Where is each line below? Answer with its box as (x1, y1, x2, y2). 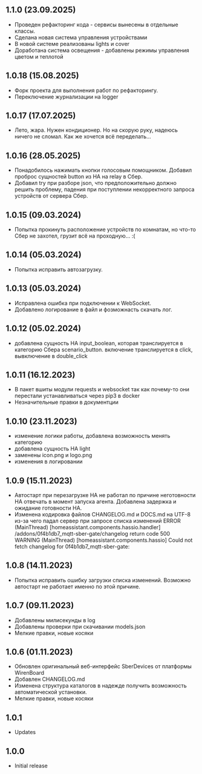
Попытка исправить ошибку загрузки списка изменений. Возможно (14, 576, 191, 584)
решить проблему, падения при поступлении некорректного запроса (14, 186, 195, 193)
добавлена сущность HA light (14, 445, 91, 452)
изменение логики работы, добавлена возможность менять (14, 432, 171, 440)
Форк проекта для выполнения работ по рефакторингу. (14, 86, 158, 94)
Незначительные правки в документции (14, 398, 119, 406)
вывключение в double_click (14, 352, 88, 359)
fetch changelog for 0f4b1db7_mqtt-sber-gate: (14, 542, 130, 550)
